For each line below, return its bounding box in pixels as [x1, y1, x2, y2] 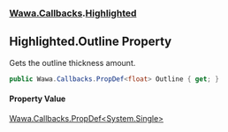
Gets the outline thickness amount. [9, 57, 136, 68]
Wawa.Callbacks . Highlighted [9, 7, 137, 19]
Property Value [9, 93, 66, 104]
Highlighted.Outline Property [9, 34, 172, 49]
